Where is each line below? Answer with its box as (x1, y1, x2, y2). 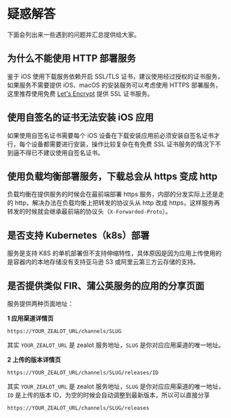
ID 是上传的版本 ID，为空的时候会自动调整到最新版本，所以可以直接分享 (7, 391, 210, 399)
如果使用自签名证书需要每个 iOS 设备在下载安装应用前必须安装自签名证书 (7, 131, 214, 139)
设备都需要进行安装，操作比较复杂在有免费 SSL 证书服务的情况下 (30, 139, 215, 148)
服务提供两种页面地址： (7, 299, 74, 308)
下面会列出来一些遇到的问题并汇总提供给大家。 (7, 30, 140, 39)
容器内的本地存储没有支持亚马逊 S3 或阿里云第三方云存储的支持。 (12, 258, 200, 266)
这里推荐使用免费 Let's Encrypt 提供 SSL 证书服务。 (7, 89, 154, 97)
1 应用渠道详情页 (7, 315, 54, 322)
